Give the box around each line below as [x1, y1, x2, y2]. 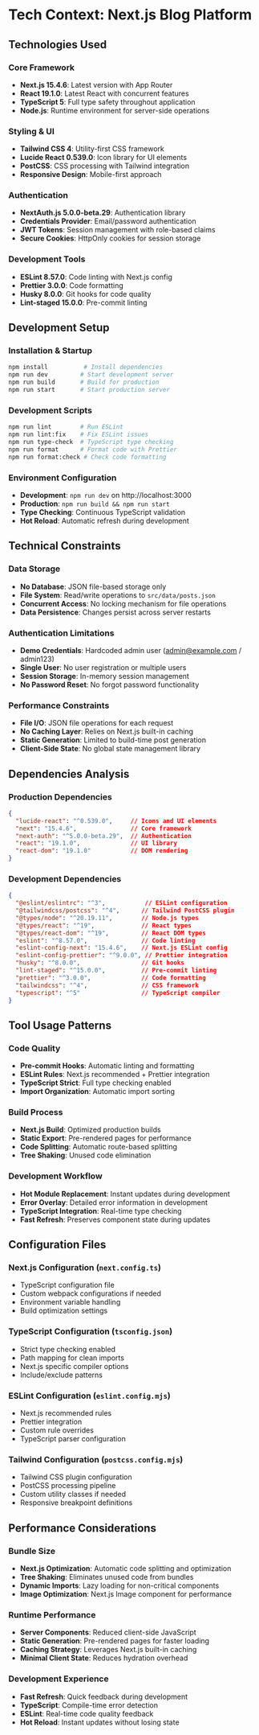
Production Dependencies [8, 791, 112, 802]
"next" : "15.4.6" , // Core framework [15, 824, 192, 833]
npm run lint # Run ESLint [8, 423, 124, 431]
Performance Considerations [8, 1521, 156, 1535]
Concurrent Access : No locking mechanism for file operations [19, 598, 227, 608]
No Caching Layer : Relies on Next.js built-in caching [19, 726, 194, 737]
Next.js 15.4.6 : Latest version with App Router [19, 80, 173, 89]
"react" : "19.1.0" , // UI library [15, 839, 178, 848]
